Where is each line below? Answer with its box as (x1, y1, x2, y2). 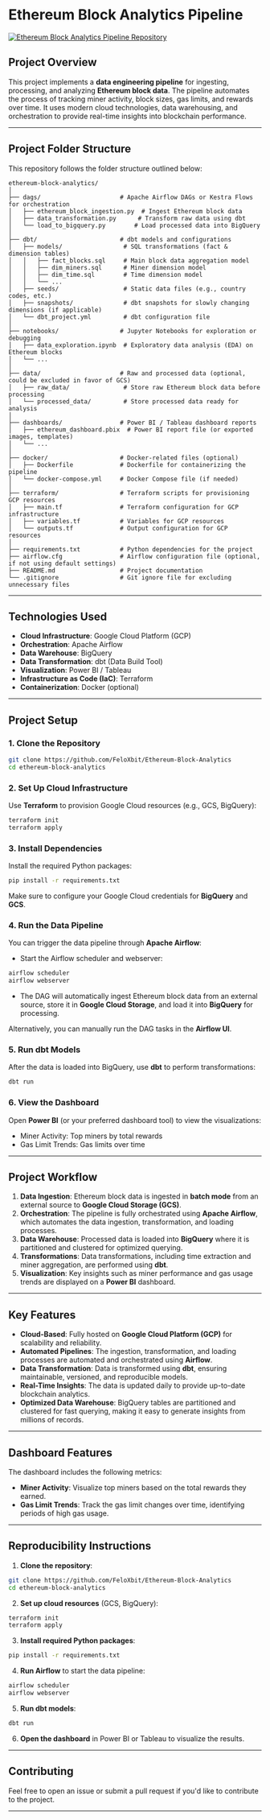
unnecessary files (8, 580, 70, 588)
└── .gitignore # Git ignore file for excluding (8, 573, 231, 581)
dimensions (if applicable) (8, 306, 103, 314)
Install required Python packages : (19, 1636, 136, 1645)
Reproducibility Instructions (8, 1539, 152, 1553)
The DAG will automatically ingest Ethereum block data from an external (19, 992, 259, 1001)
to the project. (8, 1794, 55, 1804)
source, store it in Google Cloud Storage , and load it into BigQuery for (19, 1000, 253, 1009)
